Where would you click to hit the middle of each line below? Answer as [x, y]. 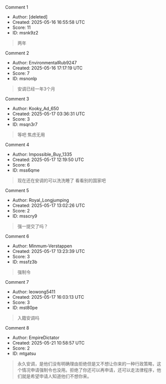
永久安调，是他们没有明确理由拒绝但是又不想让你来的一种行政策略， [87, 364]
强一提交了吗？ [33, 226]
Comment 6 [17, 236]
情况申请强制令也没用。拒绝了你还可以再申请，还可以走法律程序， [89, 370]
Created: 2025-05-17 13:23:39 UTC [49, 251]
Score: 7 [21, 73]
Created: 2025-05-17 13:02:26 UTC [49, 205]
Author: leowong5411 [34, 292]
